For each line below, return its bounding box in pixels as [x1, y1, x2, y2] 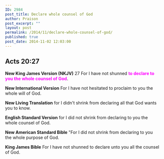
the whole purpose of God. [5, 134, 60, 140]
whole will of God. [5, 90, 42, 96]
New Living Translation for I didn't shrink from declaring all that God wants [5, 100, 157, 106]
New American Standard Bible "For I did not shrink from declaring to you [5, 129, 153, 135]
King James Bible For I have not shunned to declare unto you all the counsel [5, 144, 160, 150]
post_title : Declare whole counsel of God [5, 12, 93, 17]
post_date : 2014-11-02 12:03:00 [5, 39, 71, 44]
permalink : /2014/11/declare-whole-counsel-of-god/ [5, 30, 113, 35]
